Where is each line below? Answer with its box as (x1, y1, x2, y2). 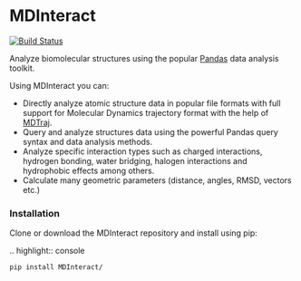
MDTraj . (22, 117, 53, 128)
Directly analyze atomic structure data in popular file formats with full (22, 97, 281, 109)
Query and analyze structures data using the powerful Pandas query (22, 126, 278, 137)
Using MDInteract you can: (9, 80, 110, 91)
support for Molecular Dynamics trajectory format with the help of (22, 107, 269, 118)
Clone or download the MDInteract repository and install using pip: (9, 228, 258, 238)
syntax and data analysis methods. (22, 136, 153, 147)
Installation (9, 207, 61, 219)
